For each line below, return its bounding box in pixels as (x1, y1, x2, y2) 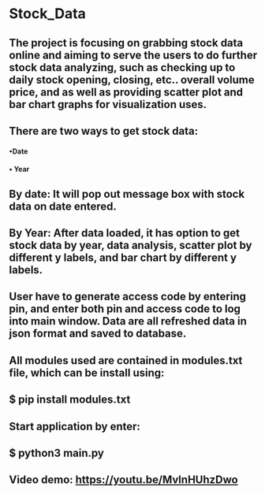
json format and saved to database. (9, 327, 187, 340)
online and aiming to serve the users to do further (9, 48, 258, 61)
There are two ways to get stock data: (9, 124, 199, 138)
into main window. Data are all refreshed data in (9, 314, 248, 328)
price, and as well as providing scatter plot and (9, 85, 244, 98)
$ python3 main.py (9, 446, 105, 459)
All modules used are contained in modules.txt (9, 354, 243, 367)
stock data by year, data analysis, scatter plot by (9, 238, 252, 252)
